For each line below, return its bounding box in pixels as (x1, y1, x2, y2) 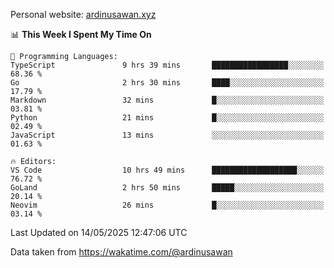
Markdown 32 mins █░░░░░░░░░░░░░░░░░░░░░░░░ (10, 95, 325, 105)
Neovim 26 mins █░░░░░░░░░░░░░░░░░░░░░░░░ (10, 200, 325, 210)
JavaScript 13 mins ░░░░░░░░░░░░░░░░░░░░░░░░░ (10, 130, 325, 140)
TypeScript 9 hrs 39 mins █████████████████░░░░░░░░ (10, 60, 325, 70)
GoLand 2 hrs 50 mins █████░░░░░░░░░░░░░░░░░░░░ (10, 183, 325, 193)
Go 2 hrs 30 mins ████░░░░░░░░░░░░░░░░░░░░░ (10, 78, 325, 88)
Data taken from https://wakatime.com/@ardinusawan (10, 246, 233, 258)
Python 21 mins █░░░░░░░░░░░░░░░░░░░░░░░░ (10, 113, 325, 123)
